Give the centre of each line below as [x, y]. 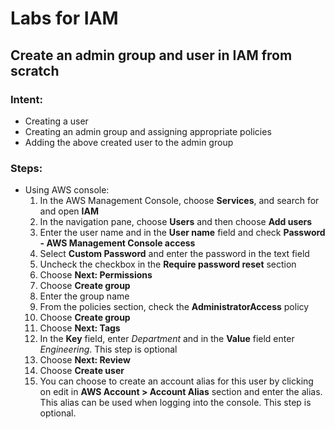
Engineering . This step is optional [108, 349]
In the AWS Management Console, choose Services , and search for [179, 201]
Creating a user [56, 121]
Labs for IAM [64, 18]
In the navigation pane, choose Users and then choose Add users [176, 222]
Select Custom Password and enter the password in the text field [174, 254]
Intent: [26, 99]
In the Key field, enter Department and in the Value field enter [167, 339]
